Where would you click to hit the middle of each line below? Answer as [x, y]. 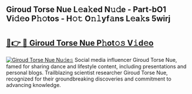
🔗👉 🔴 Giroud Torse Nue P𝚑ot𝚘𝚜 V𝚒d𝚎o [80, 43]
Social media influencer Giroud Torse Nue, [126, 60]
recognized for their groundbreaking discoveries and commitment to [89, 79]
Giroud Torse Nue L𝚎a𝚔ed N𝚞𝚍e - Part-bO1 [86, 10]
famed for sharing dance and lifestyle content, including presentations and [96, 66]
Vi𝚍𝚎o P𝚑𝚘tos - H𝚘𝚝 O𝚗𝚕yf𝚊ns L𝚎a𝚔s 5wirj [88, 19]
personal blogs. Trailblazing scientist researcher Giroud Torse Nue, [87, 73]
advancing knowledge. [34, 85]
